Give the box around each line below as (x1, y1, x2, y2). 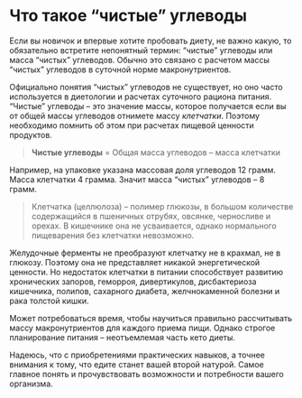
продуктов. (9, 129, 52, 140)
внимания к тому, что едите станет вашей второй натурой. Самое (9, 358, 264, 370)
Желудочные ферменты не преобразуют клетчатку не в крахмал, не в (9, 247, 281, 258)
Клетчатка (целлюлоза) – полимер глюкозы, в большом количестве (31, 200, 294, 212)
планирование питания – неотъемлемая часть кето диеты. (9, 331, 236, 343)
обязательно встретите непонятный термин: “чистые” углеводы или (9, 44, 273, 55)
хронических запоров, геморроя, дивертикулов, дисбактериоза (9, 276, 257, 287)
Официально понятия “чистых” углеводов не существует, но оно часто (9, 81, 283, 92)
